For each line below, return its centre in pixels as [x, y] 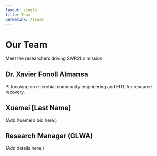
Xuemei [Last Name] [38, 108]
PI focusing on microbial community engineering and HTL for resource [79, 87]
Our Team [26, 44]
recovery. [15, 92]
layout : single [21, 10]
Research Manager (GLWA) [49, 136]
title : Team [18, 15]
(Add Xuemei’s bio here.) [31, 120]
